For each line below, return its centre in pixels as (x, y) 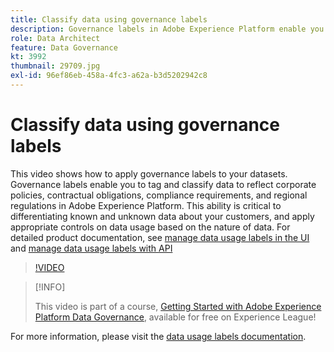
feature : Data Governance (64, 47)
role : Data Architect (55, 38)
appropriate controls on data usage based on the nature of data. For (150, 227)
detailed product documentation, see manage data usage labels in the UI (160, 237)
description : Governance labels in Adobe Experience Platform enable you (167, 29)
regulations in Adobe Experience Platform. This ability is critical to (146, 205)
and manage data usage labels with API (91, 248)
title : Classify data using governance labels (109, 19)
